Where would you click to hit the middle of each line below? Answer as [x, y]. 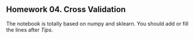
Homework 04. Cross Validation [66, 10]
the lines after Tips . [30, 30]
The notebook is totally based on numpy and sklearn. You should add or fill [97, 23]
